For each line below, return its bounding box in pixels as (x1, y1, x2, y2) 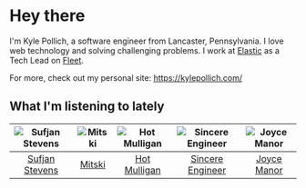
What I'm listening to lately (9, 99, 165, 114)
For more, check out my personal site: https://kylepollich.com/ (9, 72, 243, 83)
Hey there (9, 5, 86, 26)
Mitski (79, 158, 107, 171)
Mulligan (124, 163, 161, 176)
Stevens (24, 163, 59, 176)
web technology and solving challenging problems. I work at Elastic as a (9, 45, 280, 55)
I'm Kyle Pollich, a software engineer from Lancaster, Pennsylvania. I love (9, 35, 284, 46)
